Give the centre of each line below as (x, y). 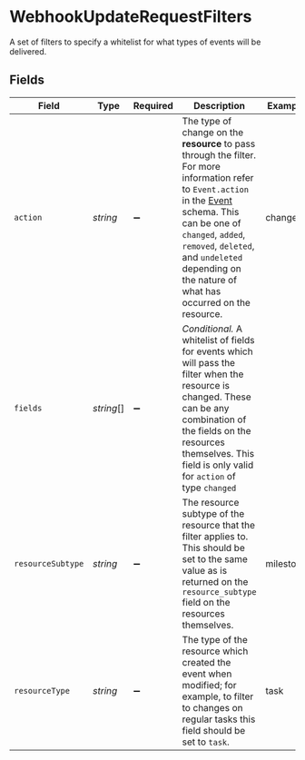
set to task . (206, 742)
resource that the (219, 525)
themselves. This (218, 453)
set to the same (215, 558)
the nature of (210, 280)
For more (201, 166)
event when (207, 674)
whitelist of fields (218, 340)
